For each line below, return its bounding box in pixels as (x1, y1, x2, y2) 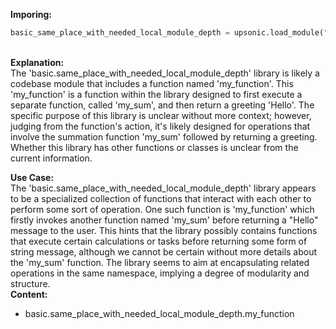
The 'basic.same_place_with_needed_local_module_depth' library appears (10, 182, 317, 194)
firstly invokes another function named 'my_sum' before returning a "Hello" (10, 214, 319, 226)
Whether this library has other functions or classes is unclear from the (10, 141, 299, 153)
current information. (10, 152, 93, 164)
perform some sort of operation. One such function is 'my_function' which (10, 203, 315, 215)
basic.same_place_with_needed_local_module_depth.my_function (24, 307, 295, 319)
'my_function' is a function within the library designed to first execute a (10, 88, 303, 100)
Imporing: (10, 9, 52, 20)
